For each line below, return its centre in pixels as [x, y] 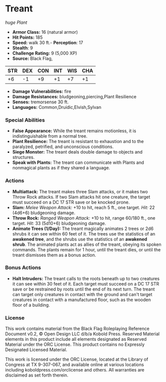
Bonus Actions [23, 268]
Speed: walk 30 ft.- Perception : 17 [48, 42]
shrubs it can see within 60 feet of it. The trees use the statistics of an [84, 233]
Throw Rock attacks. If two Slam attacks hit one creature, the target [81, 197]
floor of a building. [31, 305]
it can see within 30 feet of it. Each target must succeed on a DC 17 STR [86, 284]
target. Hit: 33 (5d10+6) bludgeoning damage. [59, 223]
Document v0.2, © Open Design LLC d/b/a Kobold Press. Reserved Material [83, 334]
